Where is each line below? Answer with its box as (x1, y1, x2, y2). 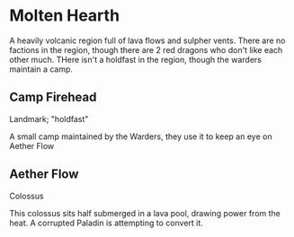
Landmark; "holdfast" (9, 113, 89, 124)
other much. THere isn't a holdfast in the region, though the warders (9, 54, 263, 65)
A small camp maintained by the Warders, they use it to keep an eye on (9, 131, 272, 142)
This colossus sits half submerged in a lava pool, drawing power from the (9, 207, 281, 218)
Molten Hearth (9, 5, 120, 26)
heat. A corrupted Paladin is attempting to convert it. (9, 217, 204, 228)
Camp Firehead (9, 90, 97, 105)
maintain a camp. (9, 64, 74, 75)
